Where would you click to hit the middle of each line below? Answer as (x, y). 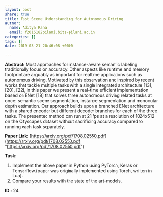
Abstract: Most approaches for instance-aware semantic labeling (71, 64)
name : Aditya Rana (28, 28)
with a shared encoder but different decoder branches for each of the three (81, 111)
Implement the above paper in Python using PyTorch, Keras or (75, 165)
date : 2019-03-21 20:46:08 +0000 (39, 46)
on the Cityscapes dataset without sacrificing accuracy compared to (74, 121)
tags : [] (14, 42)
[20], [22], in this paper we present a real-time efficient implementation (77, 90)
